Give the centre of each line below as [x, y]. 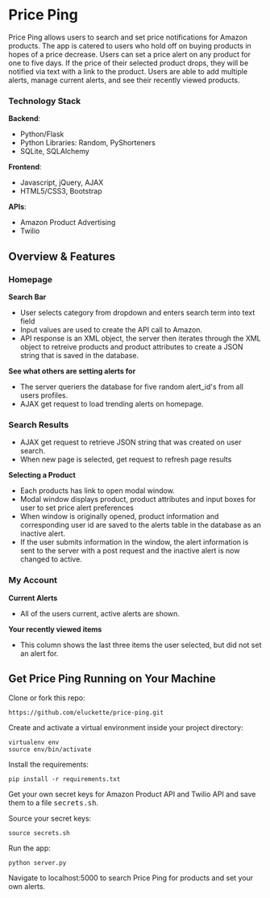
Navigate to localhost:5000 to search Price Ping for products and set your [131, 878]
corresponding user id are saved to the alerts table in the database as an [141, 525]
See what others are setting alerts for [72, 371]
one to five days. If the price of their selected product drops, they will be [129, 63]
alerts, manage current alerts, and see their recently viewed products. [124, 80]
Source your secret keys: [50, 819]
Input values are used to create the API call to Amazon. [111, 329]
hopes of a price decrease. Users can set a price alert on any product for [130, 54]
